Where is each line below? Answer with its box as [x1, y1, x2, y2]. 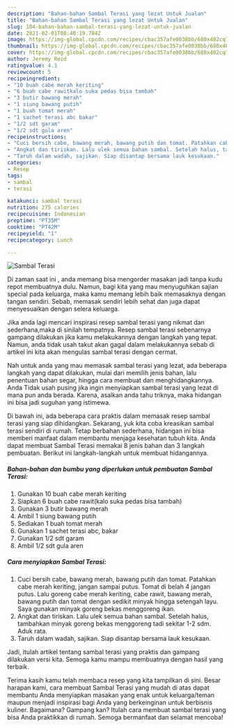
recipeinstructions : [7, 133, 68, 140]
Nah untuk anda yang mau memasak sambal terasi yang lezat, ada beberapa [7, 362, 227, 370]
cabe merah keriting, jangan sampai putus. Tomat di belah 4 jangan [17, 582, 211, 591]
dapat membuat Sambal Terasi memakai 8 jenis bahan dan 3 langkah [7, 442, 205, 450]
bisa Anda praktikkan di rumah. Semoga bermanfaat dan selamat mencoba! [7, 713, 224, 722]
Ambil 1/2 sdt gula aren [17, 541, 84, 550]
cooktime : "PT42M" [7, 224, 61, 231]
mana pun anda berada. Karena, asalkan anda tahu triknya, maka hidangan [7, 391, 221, 399]
